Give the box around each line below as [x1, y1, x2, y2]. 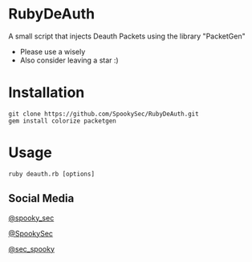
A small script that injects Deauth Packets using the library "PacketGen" [8, 31, 246, 41]
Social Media [8, 191, 75, 205]
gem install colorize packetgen [8, 117, 116, 125]
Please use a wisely [19, 46, 86, 56]
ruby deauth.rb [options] [8, 170, 95, 178]
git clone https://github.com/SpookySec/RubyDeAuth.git [8, 110, 199, 118]
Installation [8, 83, 85, 102]
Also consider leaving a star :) [19, 55, 119, 65]
